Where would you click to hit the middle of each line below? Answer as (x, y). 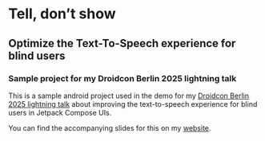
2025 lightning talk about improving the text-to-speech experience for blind (133, 104)
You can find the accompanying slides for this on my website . (110, 127)
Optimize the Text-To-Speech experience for (122, 43)
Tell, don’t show (62, 14)
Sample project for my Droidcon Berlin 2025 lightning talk (122, 78)
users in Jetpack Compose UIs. (60, 112)
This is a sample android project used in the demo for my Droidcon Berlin (129, 96)
